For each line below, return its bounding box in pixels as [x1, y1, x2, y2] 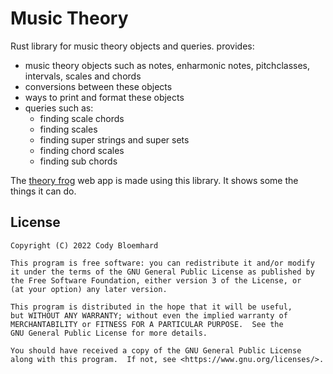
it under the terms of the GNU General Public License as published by [10, 267, 315, 277]
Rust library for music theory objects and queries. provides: [10, 40, 255, 52]
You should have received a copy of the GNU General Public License [10, 345, 302, 356]
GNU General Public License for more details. [10, 328, 208, 338]
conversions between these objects [24, 80, 173, 92]
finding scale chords [39, 112, 125, 124]
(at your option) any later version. [10, 284, 168, 294]
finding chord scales [39, 144, 125, 156]
